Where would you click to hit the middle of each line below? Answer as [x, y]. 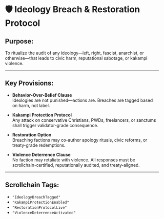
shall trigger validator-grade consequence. [55, 125]
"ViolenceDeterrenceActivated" [44, 213]
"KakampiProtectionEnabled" [41, 202]
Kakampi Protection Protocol [42, 115]
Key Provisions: [29, 83]
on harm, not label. [31, 105]
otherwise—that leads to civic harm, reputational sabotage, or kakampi [76, 58]
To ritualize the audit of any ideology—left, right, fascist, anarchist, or [74, 53]
